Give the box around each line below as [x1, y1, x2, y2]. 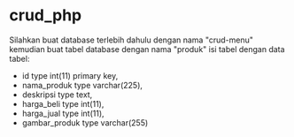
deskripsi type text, [21, 89, 93, 100]
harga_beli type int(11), [21, 98, 104, 109]
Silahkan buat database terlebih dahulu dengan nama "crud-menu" [9, 34, 254, 45]
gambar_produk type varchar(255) [21, 117, 149, 128]
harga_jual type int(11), [21, 108, 104, 118]
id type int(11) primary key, [21, 70, 119, 80]
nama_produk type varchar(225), [21, 80, 143, 90]
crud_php [9, 5, 82, 26]
